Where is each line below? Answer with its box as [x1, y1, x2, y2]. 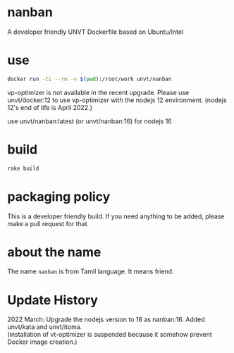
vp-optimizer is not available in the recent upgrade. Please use [7, 88, 190, 97]
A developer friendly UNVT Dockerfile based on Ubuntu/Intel [7, 27, 184, 36]
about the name [7, 244, 101, 260]
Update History [7, 292, 99, 308]
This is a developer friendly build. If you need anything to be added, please [7, 212, 225, 221]
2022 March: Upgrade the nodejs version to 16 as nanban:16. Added [7, 315, 206, 324]
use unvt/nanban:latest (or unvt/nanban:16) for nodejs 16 [7, 117, 173, 125]
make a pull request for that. [7, 219, 90, 228]
